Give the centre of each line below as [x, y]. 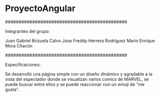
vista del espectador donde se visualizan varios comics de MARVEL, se [77, 79]
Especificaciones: [23, 65]
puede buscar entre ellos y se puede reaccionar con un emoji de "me [75, 84]
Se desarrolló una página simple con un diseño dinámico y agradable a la [79, 74]
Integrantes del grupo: [27, 31]
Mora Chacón [19, 46]
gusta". [12, 89]
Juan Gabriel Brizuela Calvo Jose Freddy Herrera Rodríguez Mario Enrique [80, 40]
